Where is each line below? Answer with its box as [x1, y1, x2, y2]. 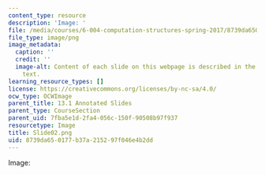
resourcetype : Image [8, 121, 77, 129]
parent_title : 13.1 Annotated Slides [8, 99, 132, 107]
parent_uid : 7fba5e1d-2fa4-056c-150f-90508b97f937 [8, 114, 178, 122]
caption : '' [15, 48, 55, 56]
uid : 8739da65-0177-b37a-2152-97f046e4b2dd [8, 136, 154, 144]
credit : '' [15, 56, 51, 64]
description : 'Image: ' [8, 19, 87, 27]
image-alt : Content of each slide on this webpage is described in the [15, 63, 256, 71]
